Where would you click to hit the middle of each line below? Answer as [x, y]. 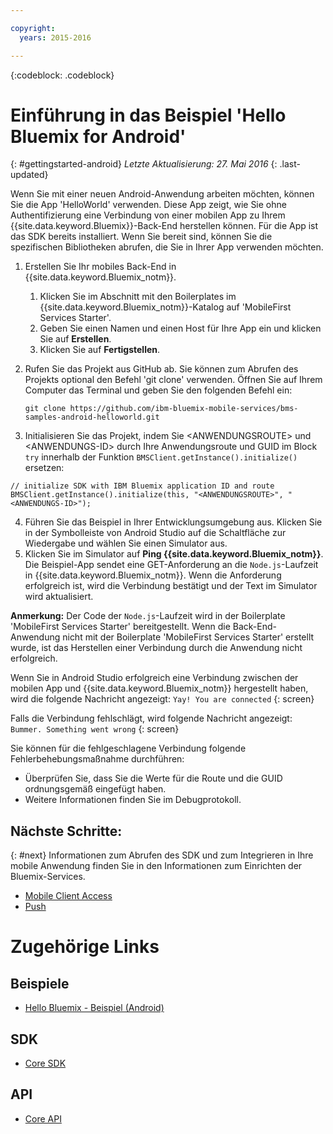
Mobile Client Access [68, 896]
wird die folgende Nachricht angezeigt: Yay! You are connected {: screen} [162, 699]
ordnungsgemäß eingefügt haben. [95, 789]
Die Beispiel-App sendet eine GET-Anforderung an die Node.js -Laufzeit [171, 565]
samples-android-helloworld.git [92, 417]
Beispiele [40, 983]
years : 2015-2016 [55, 37]
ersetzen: [44, 468]
